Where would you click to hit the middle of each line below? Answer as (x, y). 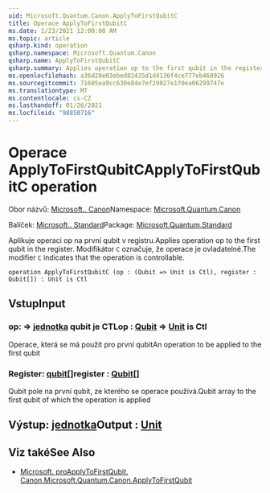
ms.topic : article (39, 38)
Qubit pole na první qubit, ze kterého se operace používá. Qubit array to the (133, 391)
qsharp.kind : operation (48, 46)
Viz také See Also (52, 452)
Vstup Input (37, 304)
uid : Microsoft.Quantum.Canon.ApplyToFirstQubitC (93, 16)
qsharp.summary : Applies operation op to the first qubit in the (120, 68)
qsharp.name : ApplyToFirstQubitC (64, 61)
